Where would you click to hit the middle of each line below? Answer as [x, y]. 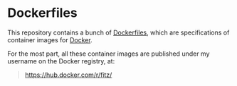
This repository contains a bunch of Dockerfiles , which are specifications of [118, 32]
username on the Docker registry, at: [61, 61]
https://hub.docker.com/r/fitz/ [68, 75]
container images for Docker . [50, 39]
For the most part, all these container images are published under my [109, 54]
